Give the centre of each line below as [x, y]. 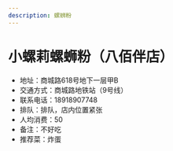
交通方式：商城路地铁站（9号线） [74, 90]
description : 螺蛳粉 [40, 15]
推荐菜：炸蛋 [40, 139]
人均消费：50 [41, 120]
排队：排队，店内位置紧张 [61, 109]
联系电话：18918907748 [59, 100]
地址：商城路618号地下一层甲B [69, 80]
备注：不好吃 [40, 129]
